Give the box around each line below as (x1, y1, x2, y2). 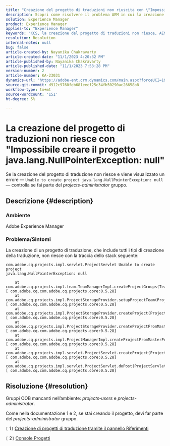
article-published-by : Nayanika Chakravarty (6, 59, 101, 64)
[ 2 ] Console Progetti (6, 435, 50, 441)
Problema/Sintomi (6, 235, 51, 242)
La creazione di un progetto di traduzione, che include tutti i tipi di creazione (6, 247, 164, 253)
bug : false (6, 45, 29, 50)
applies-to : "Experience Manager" (6, 26, 79, 31)
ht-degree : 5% (6, 96, 36, 101)
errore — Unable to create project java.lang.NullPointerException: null (6, 177, 163, 183)
